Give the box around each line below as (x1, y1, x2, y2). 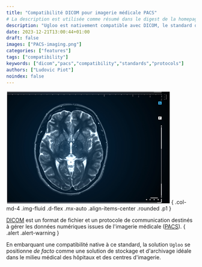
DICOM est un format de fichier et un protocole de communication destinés (6, 216, 193, 224)
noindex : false (6, 73, 44, 79)
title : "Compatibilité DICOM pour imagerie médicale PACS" (6, 10, 158, 16)
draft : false (6, 35, 39, 41)
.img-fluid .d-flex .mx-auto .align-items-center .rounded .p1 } (21, 205, 172, 212)
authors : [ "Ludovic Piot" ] (6, 67, 74, 73)
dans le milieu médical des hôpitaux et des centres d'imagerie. (6, 254, 161, 261)
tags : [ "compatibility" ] (6, 54, 69, 60)
